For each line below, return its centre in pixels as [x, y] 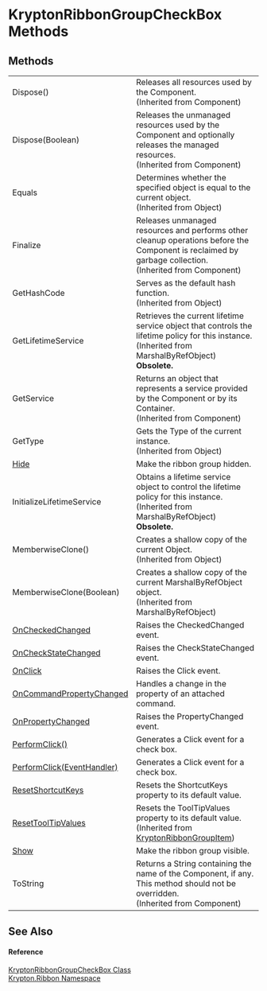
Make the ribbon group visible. [193, 851]
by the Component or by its [187, 398]
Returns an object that [177, 378]
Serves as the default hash [186, 283]
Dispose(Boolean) [46, 140]
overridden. [158, 894]
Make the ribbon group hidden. [194, 464]
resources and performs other [192, 230]
